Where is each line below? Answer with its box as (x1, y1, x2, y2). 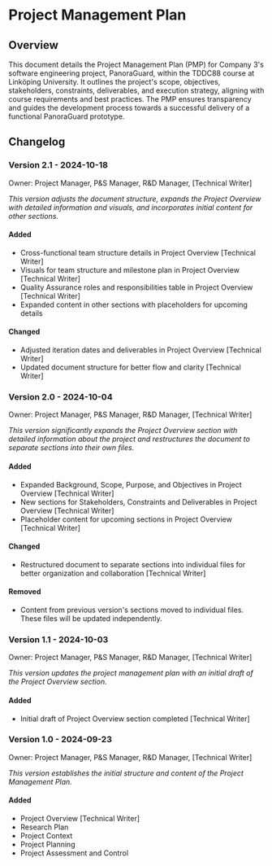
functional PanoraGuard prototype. (8, 112, 125, 121)
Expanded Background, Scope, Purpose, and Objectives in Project (19, 479, 242, 489)
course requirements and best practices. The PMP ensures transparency (8, 94, 252, 103)
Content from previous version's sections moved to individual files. (19, 605, 244, 615)
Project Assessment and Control (19, 848, 128, 858)
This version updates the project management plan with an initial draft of (8, 668, 253, 678)
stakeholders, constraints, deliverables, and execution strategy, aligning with (8, 85, 265, 95)
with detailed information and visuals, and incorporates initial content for (8, 202, 253, 212)
